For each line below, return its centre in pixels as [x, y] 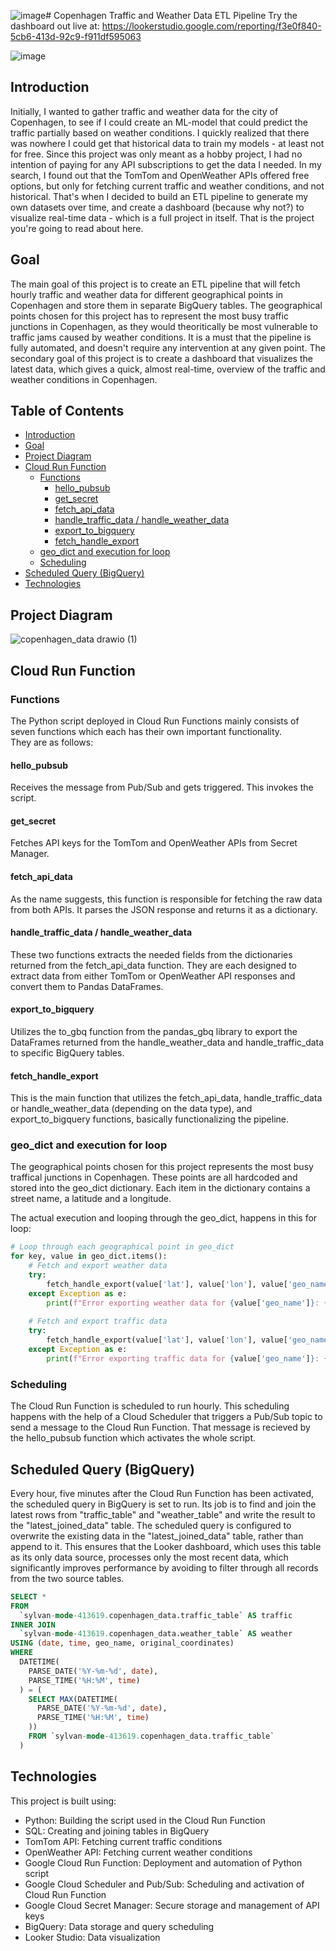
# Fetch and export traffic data [98, 1321]
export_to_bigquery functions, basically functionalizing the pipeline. [150, 1119]
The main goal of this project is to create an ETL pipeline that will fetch [155, 284]
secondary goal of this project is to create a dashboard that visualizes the [161, 358]
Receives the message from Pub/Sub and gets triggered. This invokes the [162, 787]
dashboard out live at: [55, 26]
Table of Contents [67, 411]
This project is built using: [63, 1801]
